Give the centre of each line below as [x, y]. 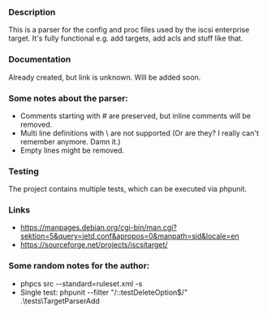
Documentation [40, 59]
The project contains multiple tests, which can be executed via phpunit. [128, 189]
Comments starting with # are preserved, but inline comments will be [136, 115]
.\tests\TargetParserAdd [60, 301]
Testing [24, 171]
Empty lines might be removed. [72, 150]
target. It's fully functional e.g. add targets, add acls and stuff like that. [126, 38]
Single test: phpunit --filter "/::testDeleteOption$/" [104, 292]
